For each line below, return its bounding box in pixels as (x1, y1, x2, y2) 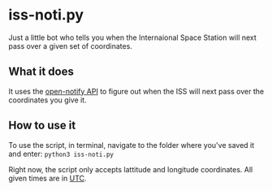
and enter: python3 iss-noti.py (8, 149, 114, 158)
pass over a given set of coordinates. (8, 41, 132, 50)
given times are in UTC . (8, 173, 87, 183)
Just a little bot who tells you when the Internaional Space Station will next (8, 33, 257, 42)
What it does (8, 65, 75, 79)
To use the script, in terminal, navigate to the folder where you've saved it (8, 140, 255, 150)
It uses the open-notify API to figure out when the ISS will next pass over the (8, 86, 265, 96)
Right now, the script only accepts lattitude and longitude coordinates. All (8, 164, 253, 174)
